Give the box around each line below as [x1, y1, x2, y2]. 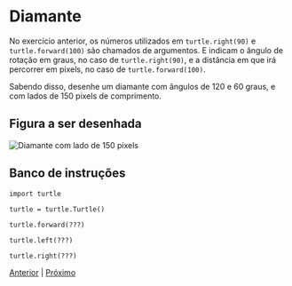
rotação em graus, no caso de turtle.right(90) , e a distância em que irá [9, 54, 277, 65]
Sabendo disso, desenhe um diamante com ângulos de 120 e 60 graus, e [9, 81, 276, 91]
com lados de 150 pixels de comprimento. [9, 91, 162, 101]
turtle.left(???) [9, 235, 74, 245]
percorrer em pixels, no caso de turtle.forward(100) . [9, 64, 206, 75]
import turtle [9, 189, 62, 198]
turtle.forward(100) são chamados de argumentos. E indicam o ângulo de [9, 44, 284, 55]
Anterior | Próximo [9, 266, 76, 277]
